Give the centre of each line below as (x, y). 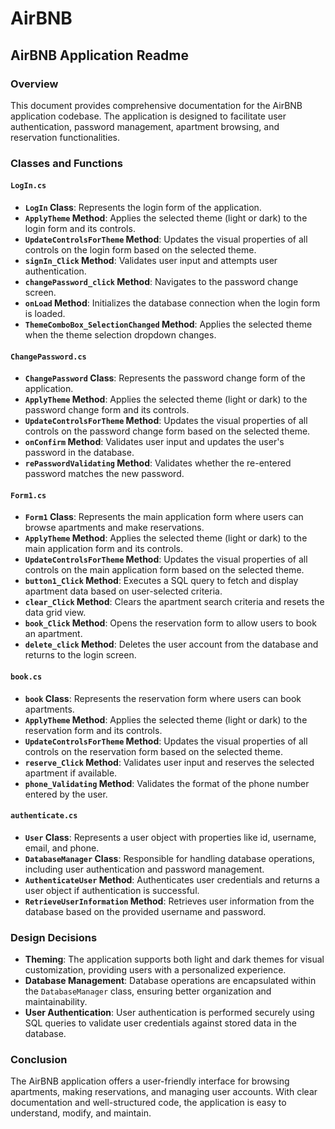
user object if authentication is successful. (112, 890)
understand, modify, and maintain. (81, 1113)
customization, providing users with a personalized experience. (155, 970)
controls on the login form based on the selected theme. (140, 250)
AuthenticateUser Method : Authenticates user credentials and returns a (172, 879)
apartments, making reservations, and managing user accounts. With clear (164, 1092)
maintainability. (56, 1002)
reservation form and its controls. (93, 730)
